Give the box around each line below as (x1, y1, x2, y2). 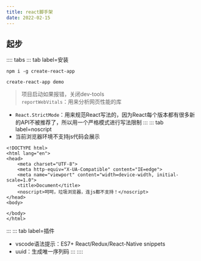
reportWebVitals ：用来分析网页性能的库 (21, 98, 122, 106)
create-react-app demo (6, 79, 64, 86)
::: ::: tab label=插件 (6, 227, 55, 235)
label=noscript (15, 126, 52, 133)
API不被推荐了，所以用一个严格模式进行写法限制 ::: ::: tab (20, 119, 164, 126)
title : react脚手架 (6, 9, 53, 15)
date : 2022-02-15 (6, 15, 51, 21)
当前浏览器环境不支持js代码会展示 (15, 133, 100, 141)
